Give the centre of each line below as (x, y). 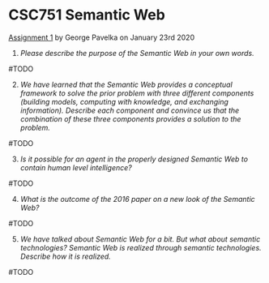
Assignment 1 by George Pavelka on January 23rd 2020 (102, 37)
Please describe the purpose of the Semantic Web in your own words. (137, 53)
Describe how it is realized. (65, 256)
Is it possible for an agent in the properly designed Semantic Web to (134, 159)
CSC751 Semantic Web (87, 15)
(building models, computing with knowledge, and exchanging (124, 101)
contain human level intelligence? (76, 167)
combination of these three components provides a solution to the (130, 118)
